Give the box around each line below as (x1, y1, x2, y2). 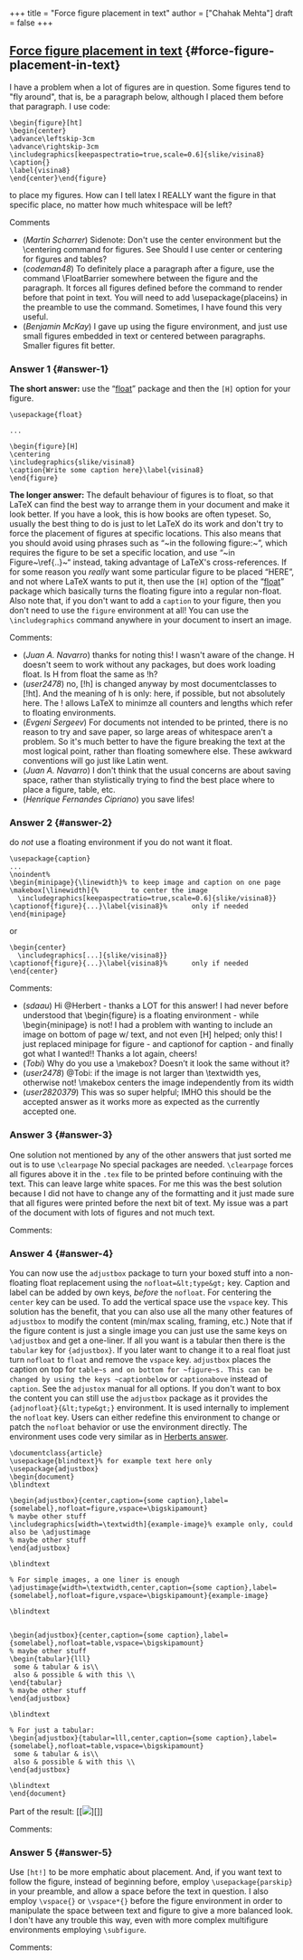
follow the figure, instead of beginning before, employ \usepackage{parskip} (9, 1877, 293, 1888)
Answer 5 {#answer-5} (9, 1846, 113, 1859)
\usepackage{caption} (9, 854, 91, 863)
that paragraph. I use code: (9, 100, 111, 111)
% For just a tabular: (9, 1726, 95, 1735)
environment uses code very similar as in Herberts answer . (9, 1432, 229, 1441)
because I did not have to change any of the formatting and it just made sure (9, 1187, 295, 1198)
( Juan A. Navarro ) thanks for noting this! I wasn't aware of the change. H (22, 650, 295, 661)
